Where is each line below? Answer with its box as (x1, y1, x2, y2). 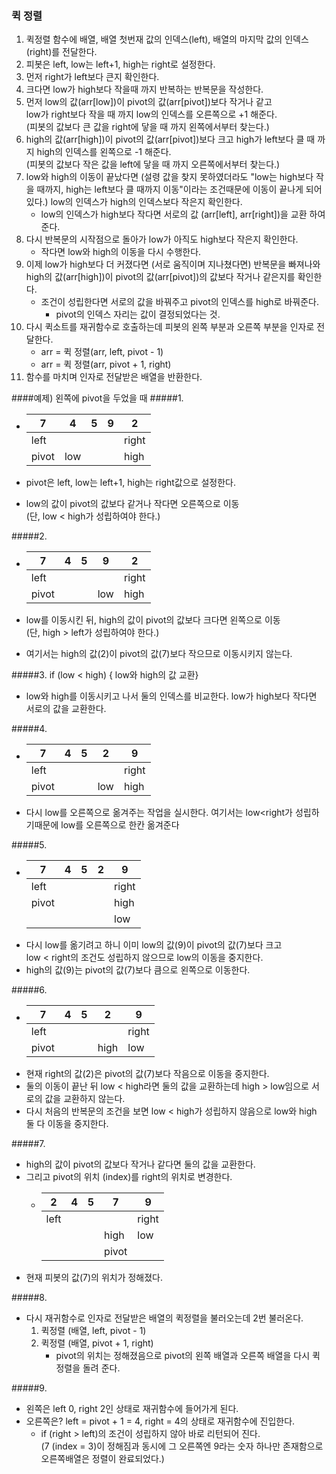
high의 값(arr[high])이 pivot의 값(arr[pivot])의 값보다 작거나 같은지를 (25, 271, 296, 283)
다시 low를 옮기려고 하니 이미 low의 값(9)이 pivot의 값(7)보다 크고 (25, 939, 283, 951)
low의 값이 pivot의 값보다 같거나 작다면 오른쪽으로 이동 (25, 498, 240, 510)
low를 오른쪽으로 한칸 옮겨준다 (60, 819, 180, 831)
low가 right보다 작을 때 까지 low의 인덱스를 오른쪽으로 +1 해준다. (25, 108, 278, 121)
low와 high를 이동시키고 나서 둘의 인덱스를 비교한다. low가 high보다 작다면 (25, 690, 318, 702)
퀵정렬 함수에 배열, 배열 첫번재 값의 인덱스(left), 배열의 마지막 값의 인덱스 (25, 33, 309, 46)
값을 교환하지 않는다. (44, 1093, 126, 1105)
